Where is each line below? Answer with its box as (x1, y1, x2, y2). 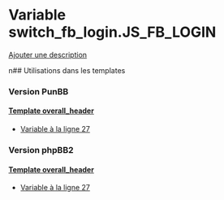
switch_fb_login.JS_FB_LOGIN (8, 23, 217, 41)
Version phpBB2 (8, 144, 75, 155)
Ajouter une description (8, 50, 88, 59)
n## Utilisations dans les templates (8, 65, 126, 75)
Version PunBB (8, 85, 69, 97)
